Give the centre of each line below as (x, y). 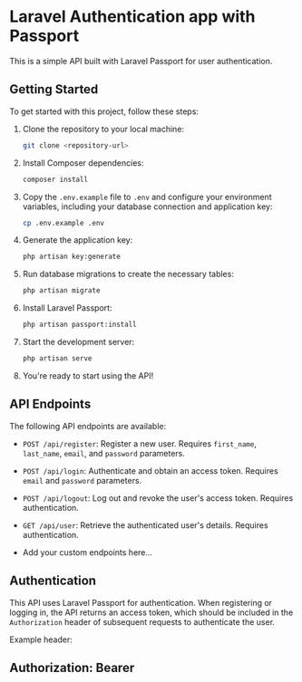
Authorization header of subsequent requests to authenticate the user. (142, 621)
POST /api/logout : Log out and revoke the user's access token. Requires (158, 498)
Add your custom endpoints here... (87, 552)
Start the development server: (78, 342)
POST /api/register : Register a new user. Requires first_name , (139, 443)
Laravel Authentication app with (132, 17)
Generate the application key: (78, 240)
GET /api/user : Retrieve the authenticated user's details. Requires (146, 525)
